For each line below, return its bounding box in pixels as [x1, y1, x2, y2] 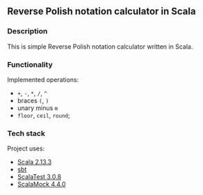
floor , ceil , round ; [17, 111, 71, 119]
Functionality [7, 59, 54, 69]
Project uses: [7, 144, 45, 153]
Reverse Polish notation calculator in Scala [7, 6, 196, 17]
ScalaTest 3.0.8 [17, 173, 61, 181]
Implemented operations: [7, 75, 79, 84]
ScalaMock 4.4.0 [17, 180, 66, 189]
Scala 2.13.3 [17, 158, 52, 166]
